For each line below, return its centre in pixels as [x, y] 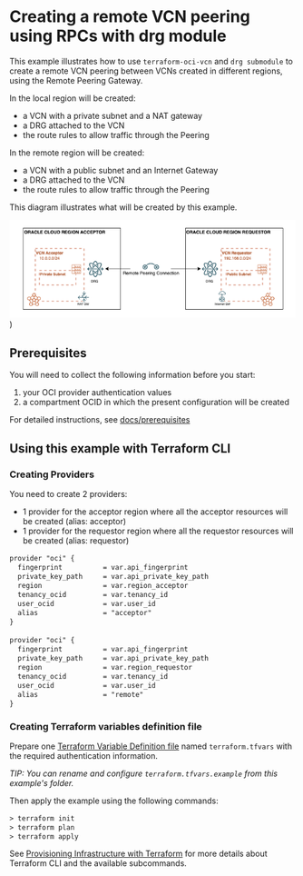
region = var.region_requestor [105, 667]
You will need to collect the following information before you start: [132, 375]
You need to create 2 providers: [68, 493]
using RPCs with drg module [118, 36]
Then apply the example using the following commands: [114, 801]
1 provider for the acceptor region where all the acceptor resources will [155, 512]
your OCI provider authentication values [97, 393]
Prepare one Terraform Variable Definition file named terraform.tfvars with [151, 746]
